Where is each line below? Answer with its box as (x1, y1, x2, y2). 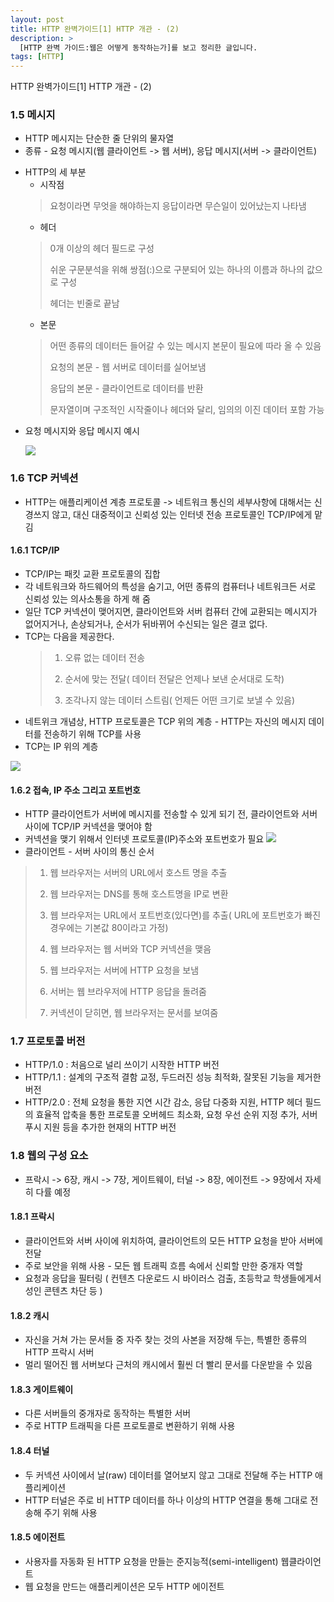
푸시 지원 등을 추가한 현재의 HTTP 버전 (24, 1121, 177, 1133)
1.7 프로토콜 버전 (10, 1034, 86, 1048)
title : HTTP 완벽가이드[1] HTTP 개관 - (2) (10, 24, 180, 34)
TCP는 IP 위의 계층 (24, 740, 99, 752)
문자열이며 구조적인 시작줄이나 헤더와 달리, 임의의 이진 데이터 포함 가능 (49, 404, 325, 416)
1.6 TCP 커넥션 (10, 471, 79, 485)
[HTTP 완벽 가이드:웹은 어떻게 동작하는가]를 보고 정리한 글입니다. (19, 42, 258, 53)
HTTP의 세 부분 (24, 166, 87, 178)
